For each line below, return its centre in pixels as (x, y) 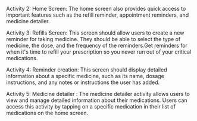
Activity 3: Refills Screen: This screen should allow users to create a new (95, 33)
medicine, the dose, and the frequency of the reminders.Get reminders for (97, 45)
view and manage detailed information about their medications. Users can (97, 100)
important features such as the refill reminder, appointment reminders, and (98, 15)
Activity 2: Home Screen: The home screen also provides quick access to (96, 9)
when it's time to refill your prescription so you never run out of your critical (99, 52)
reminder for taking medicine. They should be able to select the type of (93, 39)
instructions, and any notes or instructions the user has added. (83, 82)
